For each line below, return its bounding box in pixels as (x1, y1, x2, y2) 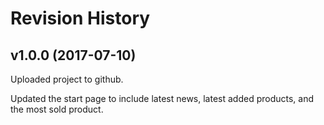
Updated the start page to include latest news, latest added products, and (10, 93, 315, 104)
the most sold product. (10, 103, 104, 115)
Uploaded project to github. (10, 73, 124, 85)
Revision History (10, 7, 151, 30)
